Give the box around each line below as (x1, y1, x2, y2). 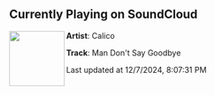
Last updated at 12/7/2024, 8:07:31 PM (65, 64, 207, 75)
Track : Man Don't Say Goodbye (65, 47, 181, 58)
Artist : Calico (65, 30, 115, 40)
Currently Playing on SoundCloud (9, 7, 198, 22)
